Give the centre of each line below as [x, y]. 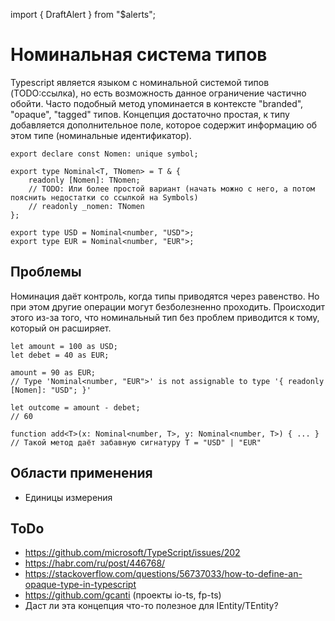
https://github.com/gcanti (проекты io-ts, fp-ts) [123, 595]
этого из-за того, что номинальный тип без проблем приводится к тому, [165, 317]
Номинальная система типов [139, 55]
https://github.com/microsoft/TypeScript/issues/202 [132, 553]
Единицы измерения [68, 497]
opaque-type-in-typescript [80, 585]
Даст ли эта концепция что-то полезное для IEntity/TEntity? [151, 606]
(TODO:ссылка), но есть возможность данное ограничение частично [158, 93]
